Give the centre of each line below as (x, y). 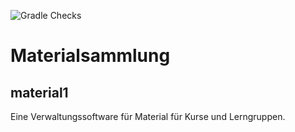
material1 (39, 92)
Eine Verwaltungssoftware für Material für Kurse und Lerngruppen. (148, 116)
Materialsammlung (90, 56)
